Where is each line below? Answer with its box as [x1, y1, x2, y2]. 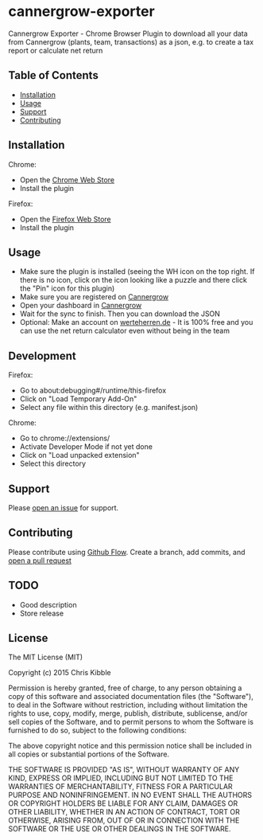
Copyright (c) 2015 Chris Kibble [8, 668, 111, 678]
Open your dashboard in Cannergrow [19, 301, 142, 311]
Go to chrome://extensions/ [19, 433, 110, 443]
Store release [19, 608, 64, 618]
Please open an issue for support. [8, 503, 119, 512]
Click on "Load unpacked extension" [19, 451, 141, 460]
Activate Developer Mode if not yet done [19, 442, 153, 451]
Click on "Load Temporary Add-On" [19, 394, 137, 404]
